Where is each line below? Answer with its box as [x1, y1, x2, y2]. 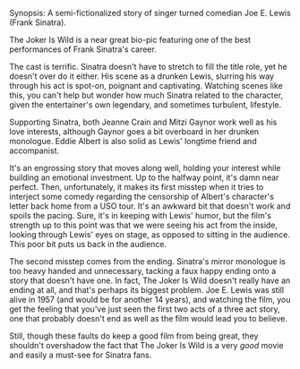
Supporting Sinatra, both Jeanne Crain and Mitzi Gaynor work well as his [9, 116, 278, 127]
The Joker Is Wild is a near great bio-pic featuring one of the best [9, 35, 252, 45]
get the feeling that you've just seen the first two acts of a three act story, [9, 304, 280, 314]
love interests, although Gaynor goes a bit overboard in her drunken [9, 126, 260, 137]
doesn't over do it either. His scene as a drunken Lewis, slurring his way [9, 71, 275, 82]
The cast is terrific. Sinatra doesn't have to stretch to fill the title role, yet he [9, 62, 288, 72]
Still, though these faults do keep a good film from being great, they [9, 330, 259, 341]
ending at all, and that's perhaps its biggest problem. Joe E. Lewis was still [9, 285, 285, 295]
